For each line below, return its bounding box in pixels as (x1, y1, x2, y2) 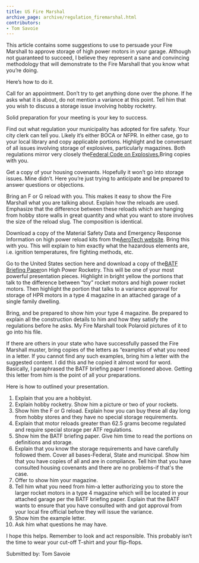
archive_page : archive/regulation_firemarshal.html (6, 14, 137, 20)
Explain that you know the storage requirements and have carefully (14, 445, 179, 452)
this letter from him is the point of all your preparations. (6, 372, 141, 379)
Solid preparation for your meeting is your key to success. (6, 114, 148, 121)
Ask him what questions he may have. (14, 521, 108, 528)
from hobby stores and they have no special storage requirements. (14, 414, 178, 421)
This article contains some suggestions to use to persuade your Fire (6, 42, 173, 49)
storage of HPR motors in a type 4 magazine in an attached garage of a (6, 292, 181, 299)
